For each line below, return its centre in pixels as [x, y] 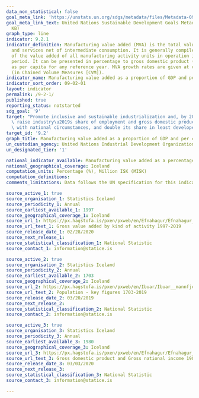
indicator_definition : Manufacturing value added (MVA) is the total [94, 45]
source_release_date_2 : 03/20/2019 [50, 298]
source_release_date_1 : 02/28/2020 [50, 232]
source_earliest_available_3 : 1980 [50, 342]
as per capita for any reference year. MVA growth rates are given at [100, 67]
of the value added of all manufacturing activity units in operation [100, 56]
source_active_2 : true [34, 259]
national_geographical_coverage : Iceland [58, 166]
